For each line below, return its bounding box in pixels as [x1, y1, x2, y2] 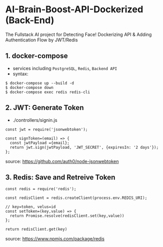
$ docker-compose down [5, 85, 54, 90]
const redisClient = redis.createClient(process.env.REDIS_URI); [5, 195, 147, 200]
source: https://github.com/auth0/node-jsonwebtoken [5, 158, 119, 164]
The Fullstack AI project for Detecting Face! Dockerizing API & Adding [5, 31, 152, 37]
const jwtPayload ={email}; [10, 140, 70, 145]
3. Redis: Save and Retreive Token [5, 173, 116, 182]
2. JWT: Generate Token [5, 103, 84, 112]
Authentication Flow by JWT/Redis [5, 37, 78, 43]
